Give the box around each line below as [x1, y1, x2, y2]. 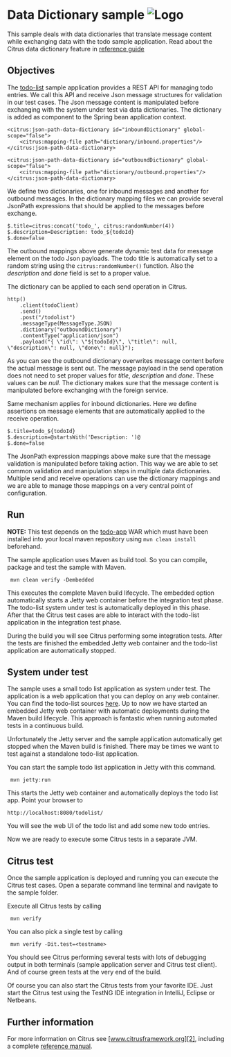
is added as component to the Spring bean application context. [7, 112, 187, 121]
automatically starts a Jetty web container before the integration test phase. [7, 595, 223, 604]
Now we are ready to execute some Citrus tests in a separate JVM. [7, 835, 198, 843]
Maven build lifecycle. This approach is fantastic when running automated [7, 714, 218, 722]
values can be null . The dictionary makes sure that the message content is [7, 378, 219, 387]
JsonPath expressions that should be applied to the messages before [7, 201, 205, 210]
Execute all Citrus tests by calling [7, 902, 102, 911]
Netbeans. [7, 996, 37, 1004]
